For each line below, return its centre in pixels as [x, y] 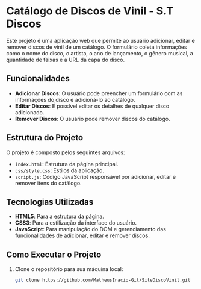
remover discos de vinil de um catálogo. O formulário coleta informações [97, 47]
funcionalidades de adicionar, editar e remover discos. [82, 235]
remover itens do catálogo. [48, 183]
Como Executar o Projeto [54, 254]
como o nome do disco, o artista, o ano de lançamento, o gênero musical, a [100, 53]
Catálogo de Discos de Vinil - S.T [90, 11]
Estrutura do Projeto [45, 138]
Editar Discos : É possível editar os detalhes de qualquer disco [92, 106]
